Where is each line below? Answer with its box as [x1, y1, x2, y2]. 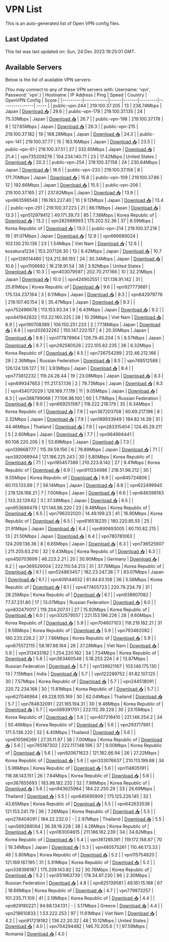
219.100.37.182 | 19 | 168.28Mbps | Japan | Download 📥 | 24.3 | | [5, 131, 139, 137]
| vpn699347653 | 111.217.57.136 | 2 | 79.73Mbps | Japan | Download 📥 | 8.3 [5, 380, 163, 386]
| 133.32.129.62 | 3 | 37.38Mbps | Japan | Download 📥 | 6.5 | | [5, 497, 134, 503]
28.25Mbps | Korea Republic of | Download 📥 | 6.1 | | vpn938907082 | [5, 591, 151, 598]
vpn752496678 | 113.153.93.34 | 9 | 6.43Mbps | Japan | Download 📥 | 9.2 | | [5, 306, 164, 312]
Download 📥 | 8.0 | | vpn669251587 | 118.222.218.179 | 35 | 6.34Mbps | [5, 401, 153, 407]
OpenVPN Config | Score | [5, 97, 60, 103]
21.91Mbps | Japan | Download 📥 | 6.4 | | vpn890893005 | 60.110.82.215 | [5, 525, 159, 531]
